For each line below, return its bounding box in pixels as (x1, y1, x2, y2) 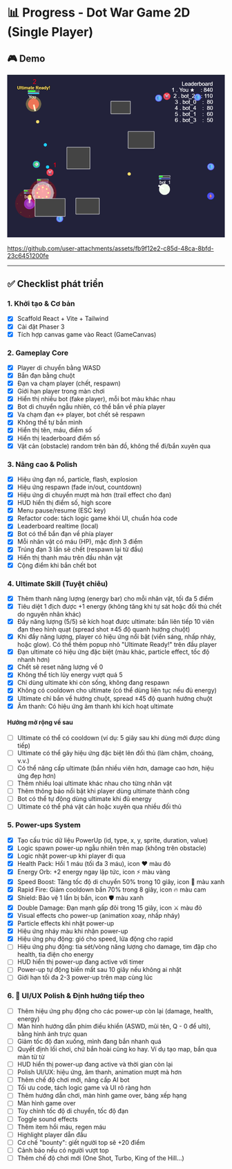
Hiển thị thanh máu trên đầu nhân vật (17, 553, 123, 562)
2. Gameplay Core (7, 348, 69, 358)
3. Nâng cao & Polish (7, 459, 78, 469)
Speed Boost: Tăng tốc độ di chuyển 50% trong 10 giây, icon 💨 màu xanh (17, 877, 225, 885)
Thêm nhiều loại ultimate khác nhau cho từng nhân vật (17, 779, 173, 788)
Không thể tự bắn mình (17, 418, 83, 427)
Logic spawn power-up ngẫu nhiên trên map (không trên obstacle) (17, 844, 207, 852)
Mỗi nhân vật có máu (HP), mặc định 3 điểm (17, 537, 143, 546)
